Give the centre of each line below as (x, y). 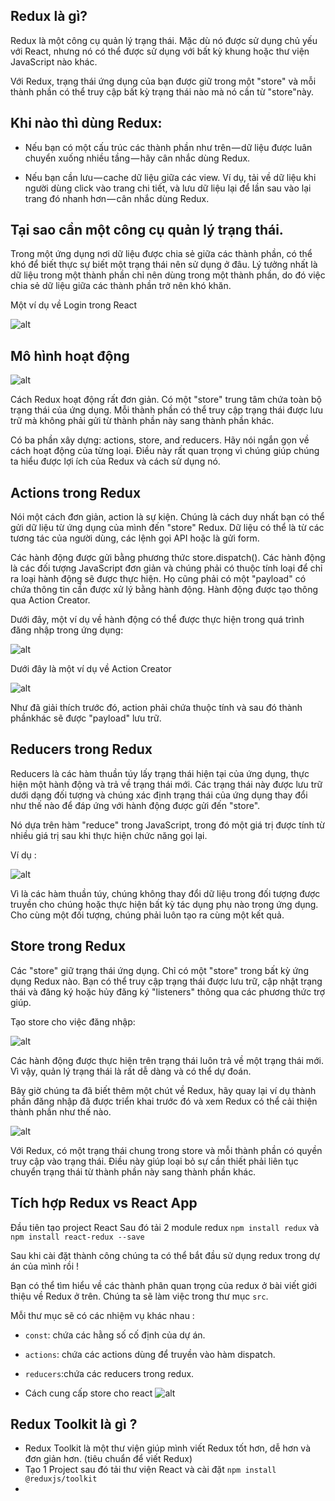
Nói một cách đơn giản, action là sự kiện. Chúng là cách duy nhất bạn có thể (167, 517)
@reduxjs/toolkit (61, 1479)
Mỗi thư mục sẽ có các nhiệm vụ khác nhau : (102, 1315)
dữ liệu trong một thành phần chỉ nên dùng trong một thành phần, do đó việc (168, 275)
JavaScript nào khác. (54, 61)
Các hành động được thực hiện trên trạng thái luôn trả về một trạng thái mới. (167, 1060)
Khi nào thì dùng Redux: (86, 123)
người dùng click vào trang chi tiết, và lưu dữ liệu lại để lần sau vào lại (168, 188)
